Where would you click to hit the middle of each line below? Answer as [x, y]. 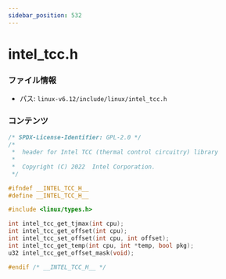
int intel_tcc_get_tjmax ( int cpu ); [66, 224]
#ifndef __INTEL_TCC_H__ [48, 188]
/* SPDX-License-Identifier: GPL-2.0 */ [75, 138]
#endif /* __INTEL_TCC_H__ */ [57, 267]
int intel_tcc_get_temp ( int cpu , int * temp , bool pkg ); [101, 245]
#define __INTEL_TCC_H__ [48, 196]
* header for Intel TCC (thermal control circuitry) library [115, 152]
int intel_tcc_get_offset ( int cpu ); [68, 231]
